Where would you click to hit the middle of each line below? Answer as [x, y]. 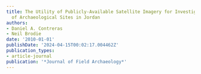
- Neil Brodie [24, 34]
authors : [17, 23]
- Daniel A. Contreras [34, 28]
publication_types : [31, 51]
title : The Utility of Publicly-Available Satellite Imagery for [89, 12]
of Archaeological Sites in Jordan [56, 17]
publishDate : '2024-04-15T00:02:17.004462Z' [63, 45]
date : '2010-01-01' [31, 39]
